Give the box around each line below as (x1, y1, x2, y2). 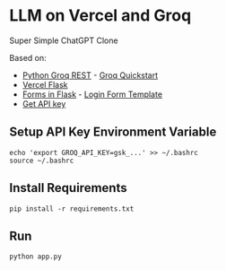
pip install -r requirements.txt (9, 204, 135, 213)
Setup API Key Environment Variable (9, 125, 217, 140)
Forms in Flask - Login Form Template (22, 89, 163, 100)
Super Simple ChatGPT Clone (9, 35, 118, 46)
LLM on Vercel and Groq (9, 5, 192, 26)
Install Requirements (9, 180, 127, 196)
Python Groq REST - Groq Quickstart (22, 69, 159, 81)
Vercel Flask (22, 79, 69, 90)
